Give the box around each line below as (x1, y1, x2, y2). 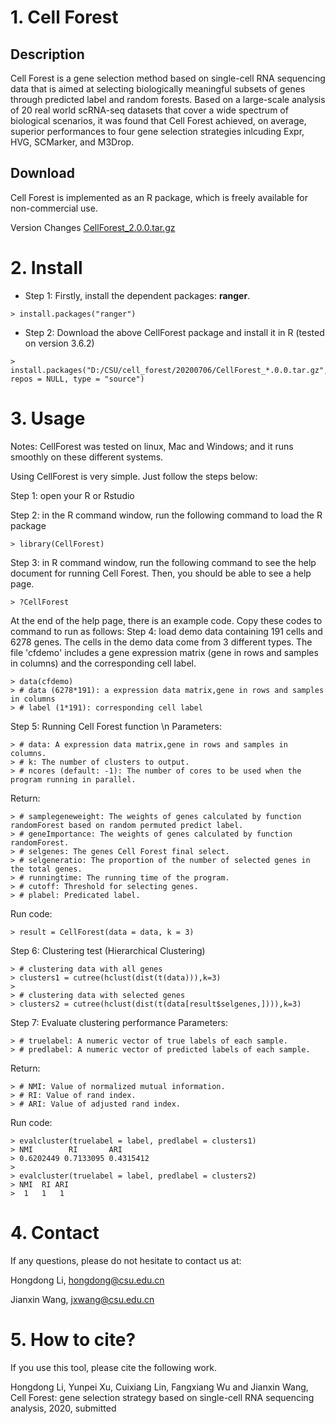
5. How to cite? (10, 1328, 137, 1351)
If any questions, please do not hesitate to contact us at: (10, 1254, 242, 1266)
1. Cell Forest (10, 6, 119, 29)
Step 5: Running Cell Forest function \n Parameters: (10, 720, 222, 732)
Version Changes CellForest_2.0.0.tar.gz (10, 221, 176, 233)
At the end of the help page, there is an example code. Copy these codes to (10, 614, 323, 626)
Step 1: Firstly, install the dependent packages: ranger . (24, 289, 251, 301)
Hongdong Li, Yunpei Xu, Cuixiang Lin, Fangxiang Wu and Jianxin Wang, (10, 1381, 309, 1393)
